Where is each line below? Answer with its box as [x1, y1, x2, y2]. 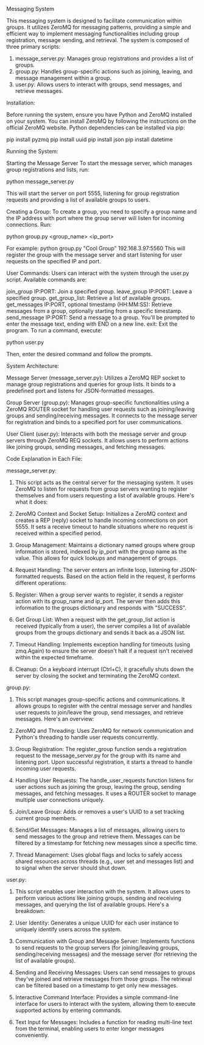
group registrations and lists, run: [6, 166, 90, 173]
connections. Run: [6, 221, 52, 228]
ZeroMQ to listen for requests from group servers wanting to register [15, 485, 188, 493]
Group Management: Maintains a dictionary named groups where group [15, 541, 195, 549]
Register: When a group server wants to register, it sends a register [15, 591, 184, 598]
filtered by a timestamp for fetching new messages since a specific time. [15, 840, 198, 846]
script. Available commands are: [6, 276, 87, 283]
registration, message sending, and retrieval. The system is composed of [6, 37, 190, 43]
